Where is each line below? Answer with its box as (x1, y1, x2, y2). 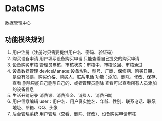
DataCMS (5, 3, 45, 14)
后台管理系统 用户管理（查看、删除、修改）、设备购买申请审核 (12, 111, 136, 117)
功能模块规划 (5, 35, 44, 44)
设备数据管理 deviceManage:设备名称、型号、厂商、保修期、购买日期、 (12, 68, 157, 73)
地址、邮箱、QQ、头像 (12, 104, 58, 110)
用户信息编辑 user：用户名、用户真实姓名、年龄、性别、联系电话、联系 (12, 98, 156, 104)
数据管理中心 (5, 20, 31, 25)
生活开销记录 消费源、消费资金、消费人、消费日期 (12, 92, 113, 98)
